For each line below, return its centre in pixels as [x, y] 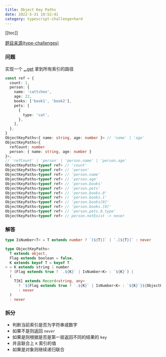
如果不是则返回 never [34, 331]
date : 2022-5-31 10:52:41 [32, 14]
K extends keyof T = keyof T [40, 263]
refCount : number [27, 147]
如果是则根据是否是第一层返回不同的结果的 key [60, 337]
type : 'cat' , [36, 115]
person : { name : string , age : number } [51, 152]
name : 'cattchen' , [33, 92]
